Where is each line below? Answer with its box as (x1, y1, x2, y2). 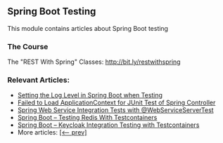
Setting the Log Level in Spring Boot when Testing (17, 91, 163, 100)
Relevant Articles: (7, 75, 70, 85)
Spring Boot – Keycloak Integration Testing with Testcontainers (17, 121, 200, 129)
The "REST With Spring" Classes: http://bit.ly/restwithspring (7, 57, 181, 66)
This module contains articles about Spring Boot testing (7, 24, 169, 32)
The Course (7, 41, 49, 51)
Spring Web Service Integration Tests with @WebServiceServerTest (17, 106, 214, 114)
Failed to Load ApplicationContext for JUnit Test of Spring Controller (17, 98, 216, 107)
